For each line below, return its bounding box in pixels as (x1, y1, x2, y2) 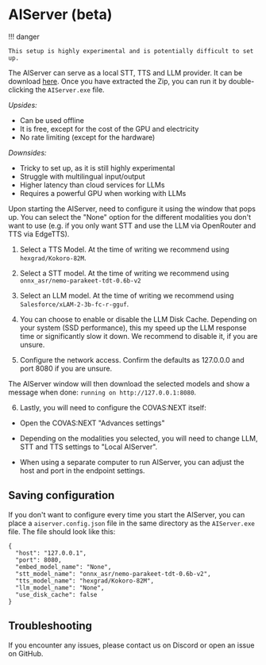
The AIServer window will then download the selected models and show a (8, 379, 250, 388)
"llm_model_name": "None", (15, 583, 105, 592)
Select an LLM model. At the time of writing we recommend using (19, 290, 234, 300)
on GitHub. (8, 648, 44, 658)
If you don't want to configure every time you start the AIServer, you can (8, 509, 245, 519)
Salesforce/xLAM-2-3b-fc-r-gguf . (19, 299, 129, 309)
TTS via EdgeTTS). (8, 229, 70, 239)
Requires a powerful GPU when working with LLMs (19, 188, 187, 198)
